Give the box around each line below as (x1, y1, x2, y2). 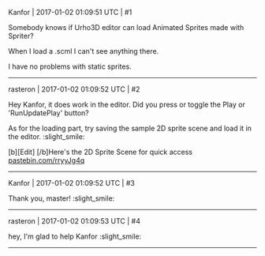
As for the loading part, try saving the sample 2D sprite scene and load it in (8, 123, 252, 133)
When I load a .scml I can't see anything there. (8, 47, 159, 55)
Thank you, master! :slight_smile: (8, 194, 115, 203)
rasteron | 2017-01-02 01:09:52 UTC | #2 (8, 85, 140, 94)
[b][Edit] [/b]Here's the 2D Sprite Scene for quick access (8, 147, 193, 156)
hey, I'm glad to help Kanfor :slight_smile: (8, 232, 142, 241)
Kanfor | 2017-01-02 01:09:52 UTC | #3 (8, 179, 136, 187)
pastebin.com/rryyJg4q (8, 156, 85, 165)
